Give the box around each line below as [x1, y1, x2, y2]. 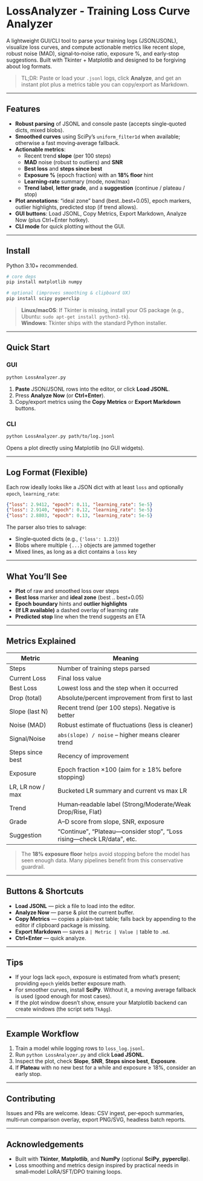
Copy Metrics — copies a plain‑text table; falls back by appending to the [14, 915, 196, 922]
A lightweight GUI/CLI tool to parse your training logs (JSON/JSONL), [6, 37, 178, 44]
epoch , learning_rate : [6, 490, 60, 497]
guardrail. [21, 863, 45, 870]
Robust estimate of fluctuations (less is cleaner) [57, 720, 193, 729]
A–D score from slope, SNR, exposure [57, 817, 165, 825]
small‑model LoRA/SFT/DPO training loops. [14, 1168, 123, 1175]
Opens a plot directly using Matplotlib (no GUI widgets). [6, 444, 145, 451]
